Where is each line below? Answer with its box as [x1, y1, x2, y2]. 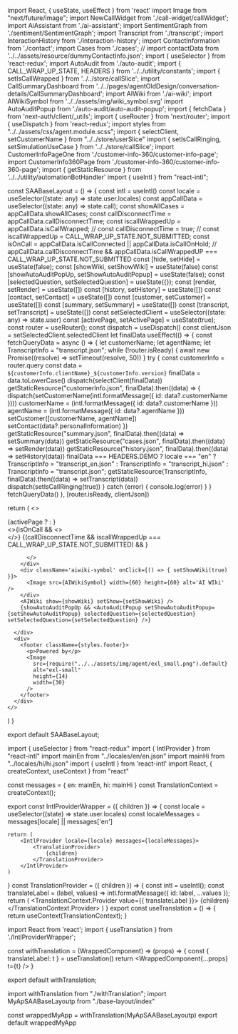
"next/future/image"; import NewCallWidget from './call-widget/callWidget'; [7, 14, 229, 22]
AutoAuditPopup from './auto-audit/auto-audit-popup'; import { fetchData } [7, 105, 227, 113]
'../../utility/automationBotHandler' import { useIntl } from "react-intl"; [7, 173, 209, 181]
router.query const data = [7, 361, 83, 370]
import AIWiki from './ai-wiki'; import [105, 89, 212, 98]
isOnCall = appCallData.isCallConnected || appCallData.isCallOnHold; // [7, 240, 217, 248]
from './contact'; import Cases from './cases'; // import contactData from [7, 44, 219, 52]
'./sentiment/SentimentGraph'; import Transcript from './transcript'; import [7, 29, 224, 37]
